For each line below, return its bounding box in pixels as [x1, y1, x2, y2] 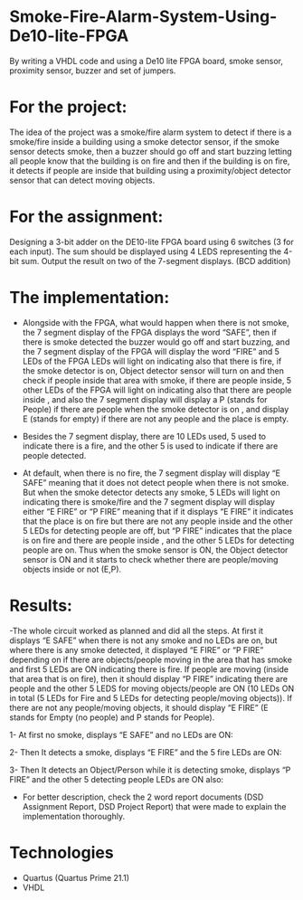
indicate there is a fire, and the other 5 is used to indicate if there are [22, 441, 279, 451]
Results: [9, 595, 72, 616]
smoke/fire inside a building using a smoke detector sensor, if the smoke [9, 136, 280, 147]
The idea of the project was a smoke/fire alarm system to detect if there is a [9, 127, 292, 137]
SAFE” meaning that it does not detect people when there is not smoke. [22, 477, 289, 488]
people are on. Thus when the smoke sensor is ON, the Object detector [22, 545, 289, 555]
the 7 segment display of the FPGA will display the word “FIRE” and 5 [22, 346, 280, 356]
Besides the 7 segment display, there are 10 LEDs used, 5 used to [22, 431, 267, 441]
